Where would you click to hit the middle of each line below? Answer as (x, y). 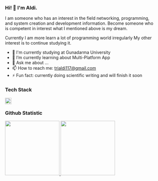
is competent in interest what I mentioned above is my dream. (66, 29)
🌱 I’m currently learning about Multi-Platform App (61, 58)
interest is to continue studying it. (38, 43)
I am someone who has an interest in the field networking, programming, (77, 18)
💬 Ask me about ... (30, 63)
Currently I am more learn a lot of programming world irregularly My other (79, 38)
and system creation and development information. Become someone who (79, 23)
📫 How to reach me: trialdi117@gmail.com (54, 68)
